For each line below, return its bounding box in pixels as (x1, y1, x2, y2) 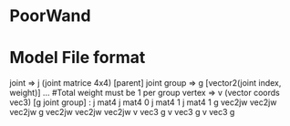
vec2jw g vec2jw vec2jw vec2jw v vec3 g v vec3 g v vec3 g (9, 107, 235, 118)
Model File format (9, 47, 146, 68)
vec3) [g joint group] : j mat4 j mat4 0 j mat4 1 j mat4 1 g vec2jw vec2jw (9, 97, 277, 108)
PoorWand (9, 5, 91, 26)
